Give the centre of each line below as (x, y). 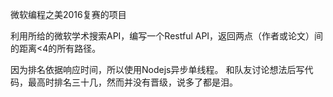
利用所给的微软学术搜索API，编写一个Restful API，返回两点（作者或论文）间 (167, 36)
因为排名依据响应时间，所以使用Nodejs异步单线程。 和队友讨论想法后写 (157, 69)
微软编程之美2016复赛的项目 (68, 14)
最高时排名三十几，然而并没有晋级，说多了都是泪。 (132, 82)
